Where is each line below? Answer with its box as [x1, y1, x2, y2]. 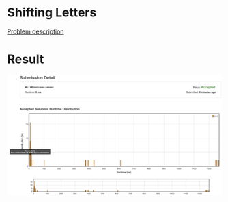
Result [7, 51, 44, 67]
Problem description [7, 27, 64, 36]
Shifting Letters [7, 5, 97, 21]
